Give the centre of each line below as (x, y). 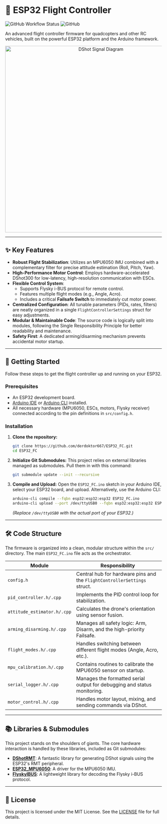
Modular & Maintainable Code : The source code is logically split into (83, 320)
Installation (19, 426)
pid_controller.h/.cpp (34, 598)
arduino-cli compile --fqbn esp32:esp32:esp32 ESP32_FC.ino (76, 499)
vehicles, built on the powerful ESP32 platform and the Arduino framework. (82, 39)
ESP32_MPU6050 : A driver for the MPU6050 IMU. (64, 769)
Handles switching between (109, 644)
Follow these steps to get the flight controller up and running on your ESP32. (83, 374)
